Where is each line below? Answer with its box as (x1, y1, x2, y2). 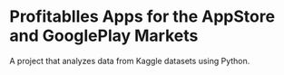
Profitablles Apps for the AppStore (9, 6, 275, 27)
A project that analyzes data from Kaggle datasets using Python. (9, 55, 250, 66)
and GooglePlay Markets (9, 25, 199, 46)
